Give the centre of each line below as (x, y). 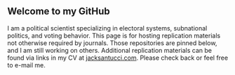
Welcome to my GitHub (59, 11)
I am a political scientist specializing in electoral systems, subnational (107, 28)
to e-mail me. (26, 65)
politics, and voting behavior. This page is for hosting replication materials (114, 35)
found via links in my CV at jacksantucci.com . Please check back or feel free (118, 58)
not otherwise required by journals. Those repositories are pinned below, (112, 43)
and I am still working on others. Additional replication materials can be (110, 50)
